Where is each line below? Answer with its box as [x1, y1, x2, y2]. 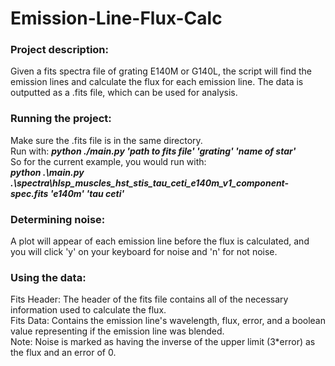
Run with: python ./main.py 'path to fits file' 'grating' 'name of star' [10, 145, 297, 157]
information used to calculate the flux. [10, 304, 167, 316]
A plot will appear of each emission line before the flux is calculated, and [10, 235, 310, 247]
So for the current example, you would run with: [10, 155, 207, 167]
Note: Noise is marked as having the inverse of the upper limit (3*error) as [10, 336, 316, 348]
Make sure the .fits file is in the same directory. [10, 134, 203, 146]
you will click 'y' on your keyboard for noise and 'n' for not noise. [10, 246, 278, 258]
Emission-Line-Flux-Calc [10, 7, 223, 30]
